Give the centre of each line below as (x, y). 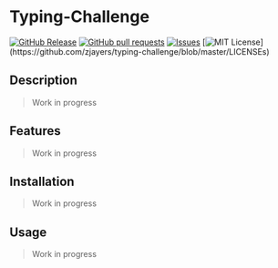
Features (35, 131)
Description (43, 81)
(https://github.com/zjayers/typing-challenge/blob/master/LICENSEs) (140, 51)
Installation (42, 181)
